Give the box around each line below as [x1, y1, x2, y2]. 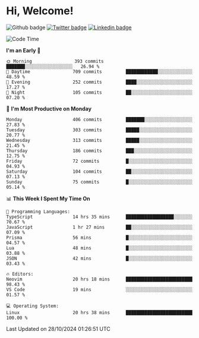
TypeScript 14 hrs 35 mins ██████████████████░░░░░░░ [6, 214, 193, 220]
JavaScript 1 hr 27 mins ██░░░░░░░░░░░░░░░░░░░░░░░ [6, 224, 193, 230]
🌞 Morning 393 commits [6, 58, 104, 64]
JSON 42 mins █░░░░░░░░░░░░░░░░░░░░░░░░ [6, 255, 193, 261]
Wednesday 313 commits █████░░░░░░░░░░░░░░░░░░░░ [6, 137, 193, 143]
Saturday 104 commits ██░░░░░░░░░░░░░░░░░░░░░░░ [6, 168, 193, 175]
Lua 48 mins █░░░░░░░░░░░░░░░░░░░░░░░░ [6, 245, 193, 251]
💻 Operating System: [6, 303, 59, 309]
